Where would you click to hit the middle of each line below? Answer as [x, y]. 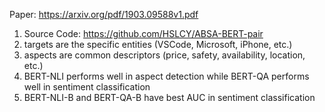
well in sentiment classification [87, 87]
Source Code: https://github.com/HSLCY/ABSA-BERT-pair [143, 33]
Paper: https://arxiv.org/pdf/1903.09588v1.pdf [104, 14]
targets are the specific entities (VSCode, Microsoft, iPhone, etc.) [158, 44]
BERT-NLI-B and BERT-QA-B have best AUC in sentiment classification [169, 97]
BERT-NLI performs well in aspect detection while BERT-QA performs [166, 76]
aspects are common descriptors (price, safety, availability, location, [164, 55]
